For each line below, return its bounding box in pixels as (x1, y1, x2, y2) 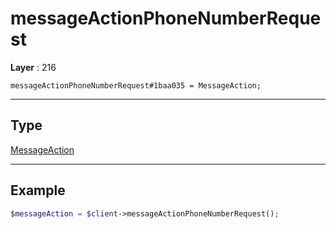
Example (10, 182, 66, 199)
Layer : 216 (10, 61, 57, 73)
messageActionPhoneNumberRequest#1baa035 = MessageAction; (10, 80, 262, 91)
